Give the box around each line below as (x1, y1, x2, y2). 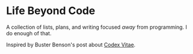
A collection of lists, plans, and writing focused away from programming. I (6, 23, 187, 31)
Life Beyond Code (6, 4, 96, 18)
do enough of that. (6, 29, 52, 36)
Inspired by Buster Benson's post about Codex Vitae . (6, 41, 135, 48)
